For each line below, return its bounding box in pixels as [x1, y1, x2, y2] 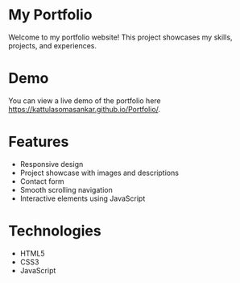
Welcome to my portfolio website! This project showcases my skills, [8, 32, 233, 42]
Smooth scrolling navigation [19, 185, 113, 194]
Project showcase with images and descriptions [19, 168, 180, 177]
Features [8, 133, 69, 151]
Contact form [19, 176, 64, 186]
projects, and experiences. [8, 40, 97, 50]
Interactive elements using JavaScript [19, 194, 146, 203]
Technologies [8, 222, 102, 239]
